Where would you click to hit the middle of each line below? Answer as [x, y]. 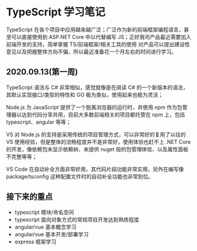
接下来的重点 [29, 197]
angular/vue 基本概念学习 [45, 227]
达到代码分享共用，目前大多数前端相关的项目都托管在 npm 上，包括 [103, 114]
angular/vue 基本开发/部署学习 [52, 234]
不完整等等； [22, 156]
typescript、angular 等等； [39, 122]
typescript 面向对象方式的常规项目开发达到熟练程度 [77, 219]
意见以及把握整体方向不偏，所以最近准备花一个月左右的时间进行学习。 [91, 51]
